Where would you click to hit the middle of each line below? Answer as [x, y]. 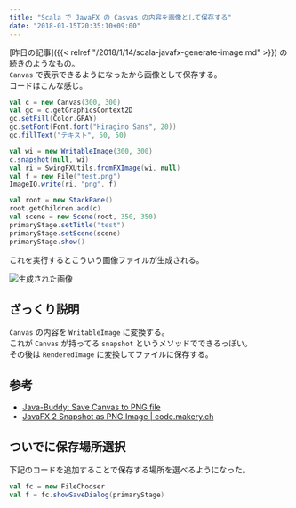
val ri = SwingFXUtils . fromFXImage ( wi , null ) [95, 168]
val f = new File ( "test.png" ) [65, 176]
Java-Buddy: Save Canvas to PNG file [92, 407]
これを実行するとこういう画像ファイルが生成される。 [107, 259]
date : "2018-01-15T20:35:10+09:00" [75, 26]
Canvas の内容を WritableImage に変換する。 [89, 332]
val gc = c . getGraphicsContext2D [71, 111]
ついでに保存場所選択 [68, 446]
